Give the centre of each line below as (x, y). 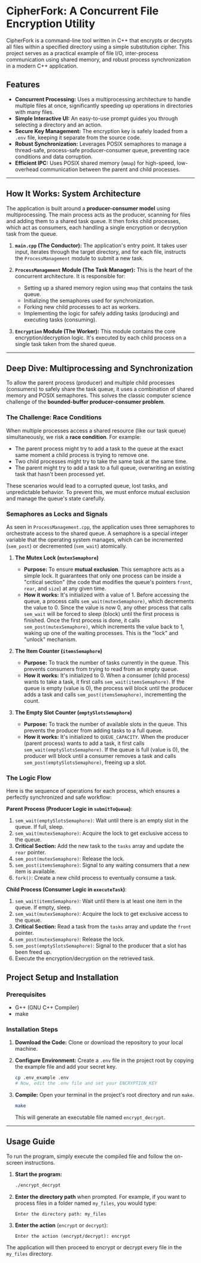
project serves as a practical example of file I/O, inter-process (82, 53)
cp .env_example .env (42, 1078)
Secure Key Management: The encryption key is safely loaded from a (101, 131)
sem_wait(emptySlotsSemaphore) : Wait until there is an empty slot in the (101, 820)
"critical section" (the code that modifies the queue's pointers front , (108, 582)
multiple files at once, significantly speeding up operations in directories (104, 106)
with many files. (34, 112)
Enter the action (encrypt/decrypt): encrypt (72, 1236)
